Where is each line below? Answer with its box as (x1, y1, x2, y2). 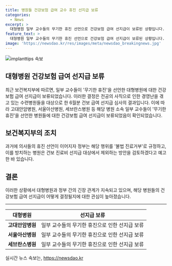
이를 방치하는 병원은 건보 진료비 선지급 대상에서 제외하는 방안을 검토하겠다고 (5, 150, 157, 156)
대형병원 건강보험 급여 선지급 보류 (5, 72, 105, 81)
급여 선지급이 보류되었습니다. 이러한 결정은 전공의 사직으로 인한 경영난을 (14, 93, 159, 99)
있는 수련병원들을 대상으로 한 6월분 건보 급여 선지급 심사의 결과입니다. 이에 (10, 99, 160, 106)
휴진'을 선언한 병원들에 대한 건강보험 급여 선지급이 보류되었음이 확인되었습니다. (5, 112, 163, 118)
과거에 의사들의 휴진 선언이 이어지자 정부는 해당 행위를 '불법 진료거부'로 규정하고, (5, 143, 166, 149)
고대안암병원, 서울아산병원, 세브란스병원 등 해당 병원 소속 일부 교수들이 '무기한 (10, 106, 166, 112)
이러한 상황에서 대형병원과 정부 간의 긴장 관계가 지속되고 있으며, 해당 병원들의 (5, 187, 160, 193)
